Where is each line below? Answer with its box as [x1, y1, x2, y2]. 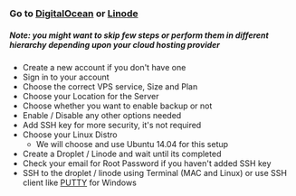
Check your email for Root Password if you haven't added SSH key [22, 157, 272, 169]
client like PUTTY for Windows [22, 177, 138, 188]
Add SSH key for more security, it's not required [22, 119, 202, 130]
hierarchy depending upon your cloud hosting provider [9, 39, 220, 50]
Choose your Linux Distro [22, 129, 118, 140]
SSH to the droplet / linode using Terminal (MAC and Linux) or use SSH [22, 167, 288, 178]
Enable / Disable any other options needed [22, 109, 182, 120]
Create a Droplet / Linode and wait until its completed [22, 148, 222, 159]
